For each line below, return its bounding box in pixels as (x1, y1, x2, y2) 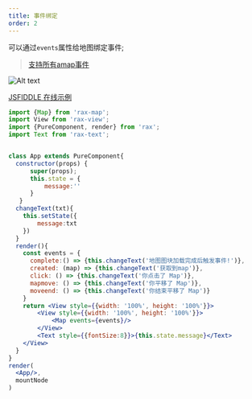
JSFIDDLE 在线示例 (8, 92, 72, 101)
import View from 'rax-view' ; (8, 116, 110, 124)
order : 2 (8, 19, 38, 27)
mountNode (15, 376, 48, 385)
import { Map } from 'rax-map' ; (8, 108, 110, 117)
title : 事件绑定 (8, 11, 58, 20)
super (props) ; (29, 167, 78, 175)
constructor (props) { (15, 159, 89, 167)
